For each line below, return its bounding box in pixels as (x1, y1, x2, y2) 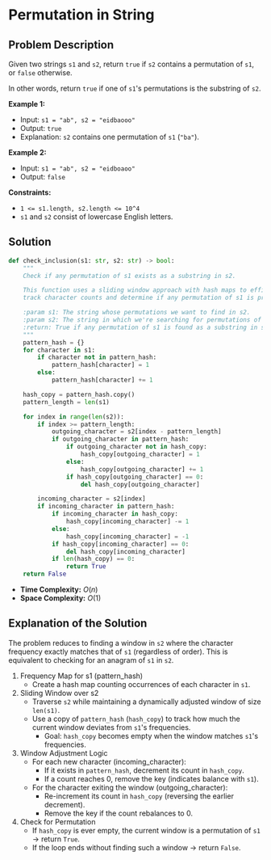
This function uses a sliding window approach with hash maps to (23, 286, 248, 294)
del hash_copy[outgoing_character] (80, 480, 200, 488)
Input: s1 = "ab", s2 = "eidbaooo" (19, 115, 135, 124)
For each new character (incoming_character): (31, 757, 187, 766)
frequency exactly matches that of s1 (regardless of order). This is (8, 647, 228, 656)
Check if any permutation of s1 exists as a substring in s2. (23, 272, 236, 280)
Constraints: (8, 188, 52, 197)
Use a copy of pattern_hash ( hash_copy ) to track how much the (31, 714, 240, 723)
